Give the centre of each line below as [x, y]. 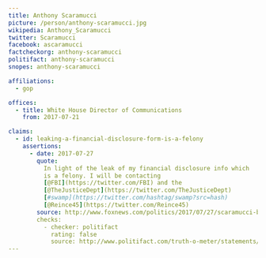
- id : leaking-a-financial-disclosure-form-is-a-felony [109, 139]
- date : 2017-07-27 [61, 153]
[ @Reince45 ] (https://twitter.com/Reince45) [116, 205]
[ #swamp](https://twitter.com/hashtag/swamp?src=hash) [135, 198]
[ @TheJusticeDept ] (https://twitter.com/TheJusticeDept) [137, 190]
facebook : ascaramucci [46, 45]
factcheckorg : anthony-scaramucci [65, 52]
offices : [23, 103]
